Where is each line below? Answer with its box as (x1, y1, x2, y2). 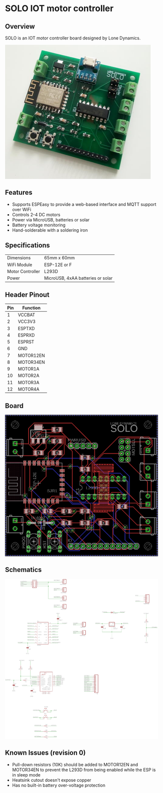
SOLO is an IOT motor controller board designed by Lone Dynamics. (5, 35, 141, 41)
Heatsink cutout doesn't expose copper (12, 777, 91, 783)
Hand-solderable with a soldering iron (12, 227, 88, 233)
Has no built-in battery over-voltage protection (12, 782, 106, 788)
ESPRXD (17, 332, 35, 338)
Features (5, 188, 33, 197)
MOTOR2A (17, 372, 40, 379)
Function (22, 304, 41, 311)
